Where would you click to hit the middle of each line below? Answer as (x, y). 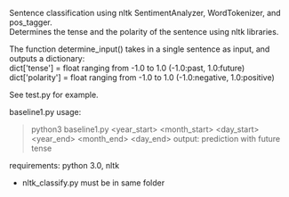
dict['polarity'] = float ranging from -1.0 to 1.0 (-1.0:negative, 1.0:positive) (142, 78)
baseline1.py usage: (45, 112)
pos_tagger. (31, 22)
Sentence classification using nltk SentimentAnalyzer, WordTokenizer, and (145, 13)
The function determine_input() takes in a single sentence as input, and (140, 49)
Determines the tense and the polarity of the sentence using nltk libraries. (144, 32)
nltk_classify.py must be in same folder (93, 183)
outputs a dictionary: (47, 58)
